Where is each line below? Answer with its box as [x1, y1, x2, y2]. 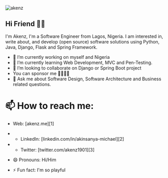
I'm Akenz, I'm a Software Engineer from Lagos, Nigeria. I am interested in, [5, 33, 163, 39]
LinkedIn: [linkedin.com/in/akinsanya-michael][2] [20, 136, 124, 142]
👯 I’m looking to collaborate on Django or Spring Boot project [12, 64, 142, 71]
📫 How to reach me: [5, 100, 94, 112]
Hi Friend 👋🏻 [5, 19, 45, 28]
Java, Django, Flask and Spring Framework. [5, 44, 98, 50]
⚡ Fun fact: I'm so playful [12, 167, 66, 173]
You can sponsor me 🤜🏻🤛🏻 [12, 70, 70, 76]
